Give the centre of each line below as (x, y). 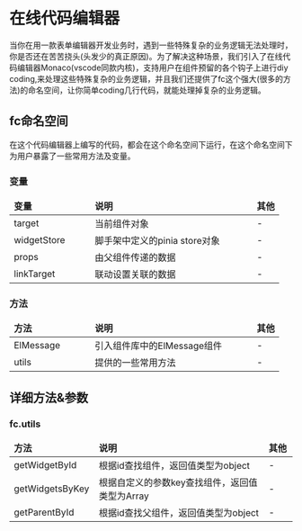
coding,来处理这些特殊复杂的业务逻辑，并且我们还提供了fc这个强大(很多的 (147, 78)
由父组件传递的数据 (136, 257)
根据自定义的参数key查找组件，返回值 (178, 482)
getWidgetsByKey (52, 489)
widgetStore (40, 240)
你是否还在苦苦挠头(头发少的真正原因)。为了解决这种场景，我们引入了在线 (146, 56)
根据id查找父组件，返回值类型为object (178, 513)
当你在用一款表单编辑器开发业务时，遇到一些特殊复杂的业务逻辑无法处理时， (151, 45)
